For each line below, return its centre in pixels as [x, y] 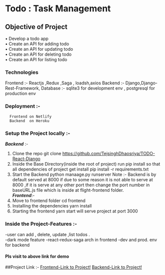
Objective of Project [36, 27]
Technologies [22, 72]
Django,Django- [141, 83]
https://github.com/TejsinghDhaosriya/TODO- [109, 153]
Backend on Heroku [30, 121]
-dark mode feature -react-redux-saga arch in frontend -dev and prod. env [81, 240]
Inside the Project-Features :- [41, 224]
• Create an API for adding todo [37, 44]
